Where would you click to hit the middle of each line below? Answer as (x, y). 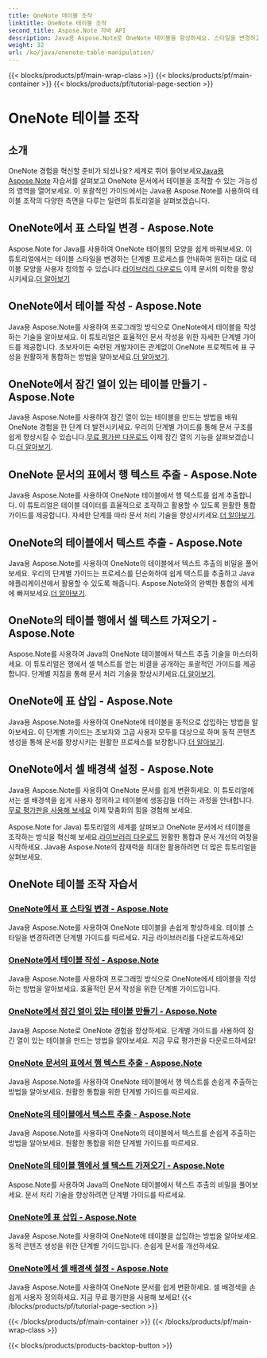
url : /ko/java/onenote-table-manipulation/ (81, 53)
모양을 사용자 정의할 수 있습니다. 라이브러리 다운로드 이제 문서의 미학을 (131, 268)
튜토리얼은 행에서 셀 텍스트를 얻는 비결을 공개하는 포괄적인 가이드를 (137, 663)
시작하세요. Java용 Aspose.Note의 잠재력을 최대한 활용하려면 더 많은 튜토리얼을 (132, 847)
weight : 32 (26, 45)
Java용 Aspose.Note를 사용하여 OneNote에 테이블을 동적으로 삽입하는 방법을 (129, 722)
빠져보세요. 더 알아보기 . (52, 593)
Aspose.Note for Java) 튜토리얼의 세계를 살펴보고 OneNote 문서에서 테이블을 (130, 827)
